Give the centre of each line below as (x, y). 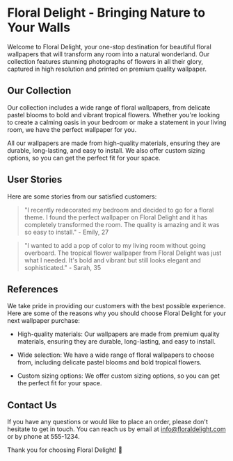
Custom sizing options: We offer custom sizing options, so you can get (119, 376)
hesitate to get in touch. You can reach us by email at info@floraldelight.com (116, 429)
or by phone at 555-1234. (43, 437)
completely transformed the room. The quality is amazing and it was (122, 224)
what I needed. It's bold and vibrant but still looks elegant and (113, 260)
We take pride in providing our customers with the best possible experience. (116, 306)
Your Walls (39, 27)
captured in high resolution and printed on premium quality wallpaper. (107, 69)
